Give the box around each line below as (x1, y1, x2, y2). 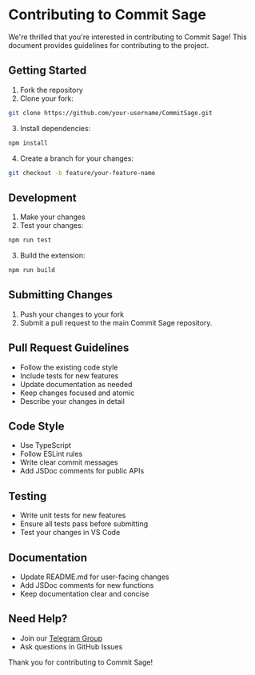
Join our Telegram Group (19, 633, 102, 643)
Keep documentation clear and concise (19, 589, 149, 598)
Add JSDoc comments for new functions (19, 581, 154, 589)
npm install (8, 138, 48, 147)
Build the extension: (19, 250, 86, 261)
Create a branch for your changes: (19, 154, 134, 163)
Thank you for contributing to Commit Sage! (8, 657, 153, 667)
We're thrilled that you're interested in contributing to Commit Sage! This (8, 32, 248, 42)
